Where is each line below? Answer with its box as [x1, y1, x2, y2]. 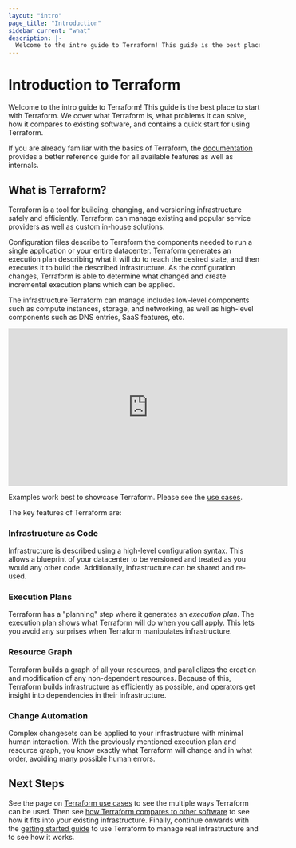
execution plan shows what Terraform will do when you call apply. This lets [8, 618, 255, 628]
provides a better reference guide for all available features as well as [8, 152, 234, 162]
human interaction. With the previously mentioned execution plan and [8, 737, 237, 746]
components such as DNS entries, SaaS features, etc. [8, 312, 185, 322]
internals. [8, 161, 39, 170]
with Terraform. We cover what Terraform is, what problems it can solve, [8, 111, 247, 121]
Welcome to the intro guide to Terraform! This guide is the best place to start [8, 102, 260, 112]
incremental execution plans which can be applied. [8, 279, 176, 289]
